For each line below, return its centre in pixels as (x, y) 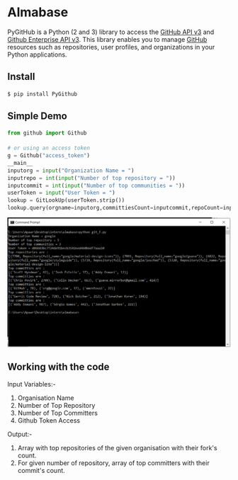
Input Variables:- (32, 384)
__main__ (20, 163)
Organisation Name (46, 398)
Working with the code (58, 367)
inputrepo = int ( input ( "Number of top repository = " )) (91, 178)
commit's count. (41, 470)
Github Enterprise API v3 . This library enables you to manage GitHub (107, 39)
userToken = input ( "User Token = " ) (61, 193)
